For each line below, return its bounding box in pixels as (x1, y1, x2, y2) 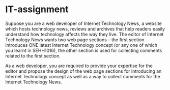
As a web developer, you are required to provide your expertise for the (5, 63, 153, 69)
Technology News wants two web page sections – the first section (5, 37, 145, 43)
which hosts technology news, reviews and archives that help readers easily (5, 25, 165, 32)
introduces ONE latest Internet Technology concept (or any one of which (5, 42, 158, 48)
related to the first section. (5, 52, 61, 59)
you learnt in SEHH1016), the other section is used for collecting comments (5, 47, 162, 53)
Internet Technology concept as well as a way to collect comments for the (5, 73, 160, 79)
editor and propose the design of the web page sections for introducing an (5, 68, 162, 74)
